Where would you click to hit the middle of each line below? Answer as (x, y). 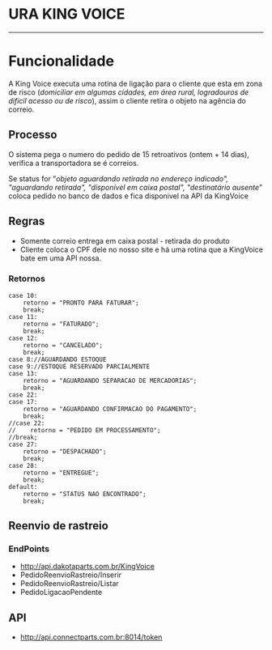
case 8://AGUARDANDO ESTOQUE (57, 359)
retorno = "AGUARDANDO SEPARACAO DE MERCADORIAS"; (110, 380)
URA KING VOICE (67, 14)
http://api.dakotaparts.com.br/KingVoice (87, 567)
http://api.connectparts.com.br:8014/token (91, 637)
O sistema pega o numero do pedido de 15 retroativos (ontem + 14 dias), (129, 154)
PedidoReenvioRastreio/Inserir (71, 575)
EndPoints (29, 549)
